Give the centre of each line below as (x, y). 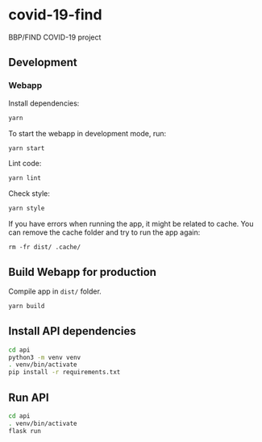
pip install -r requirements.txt (64, 373)
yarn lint (25, 178)
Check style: (29, 194)
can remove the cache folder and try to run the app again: (104, 232)
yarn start (27, 148)
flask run (25, 431)
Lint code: (25, 164)
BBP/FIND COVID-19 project (55, 37)
